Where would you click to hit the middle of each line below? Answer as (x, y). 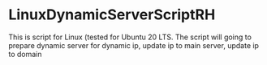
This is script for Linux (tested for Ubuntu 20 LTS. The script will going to (130, 37)
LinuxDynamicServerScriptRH (112, 15)
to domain (25, 54)
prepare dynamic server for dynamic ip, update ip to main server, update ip (134, 45)
